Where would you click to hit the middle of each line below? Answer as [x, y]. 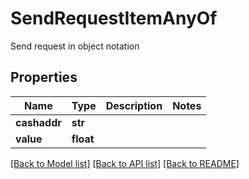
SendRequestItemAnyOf [114, 18]
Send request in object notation [75, 46]
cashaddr [38, 122]
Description [134, 105]
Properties [44, 77]
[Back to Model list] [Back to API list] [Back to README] [125, 163]
